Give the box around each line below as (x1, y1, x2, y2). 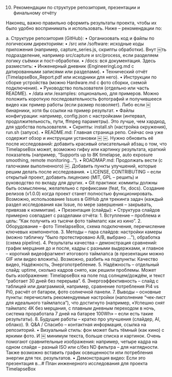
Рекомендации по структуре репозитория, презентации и (13, 5, 140, 10)
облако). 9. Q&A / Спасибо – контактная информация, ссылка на (6, 322, 146, 328)
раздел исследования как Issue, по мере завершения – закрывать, (6, 201, 153, 208)
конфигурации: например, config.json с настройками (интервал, (6, 113, 146, 119)
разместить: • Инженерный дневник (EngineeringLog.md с (6, 63, 135, 69)
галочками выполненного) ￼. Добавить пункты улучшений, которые (6, 163, 157, 169)
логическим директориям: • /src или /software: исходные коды (6, 41, 144, 47)
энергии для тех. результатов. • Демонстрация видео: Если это (6, 355, 146, 361)
